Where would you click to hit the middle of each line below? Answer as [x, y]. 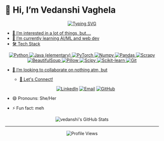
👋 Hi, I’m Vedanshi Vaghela [61, 10]
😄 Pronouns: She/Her [34, 98]
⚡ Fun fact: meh [28, 108]
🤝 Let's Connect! [36, 79]
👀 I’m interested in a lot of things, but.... [51, 33]
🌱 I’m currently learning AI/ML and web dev [56, 38]
